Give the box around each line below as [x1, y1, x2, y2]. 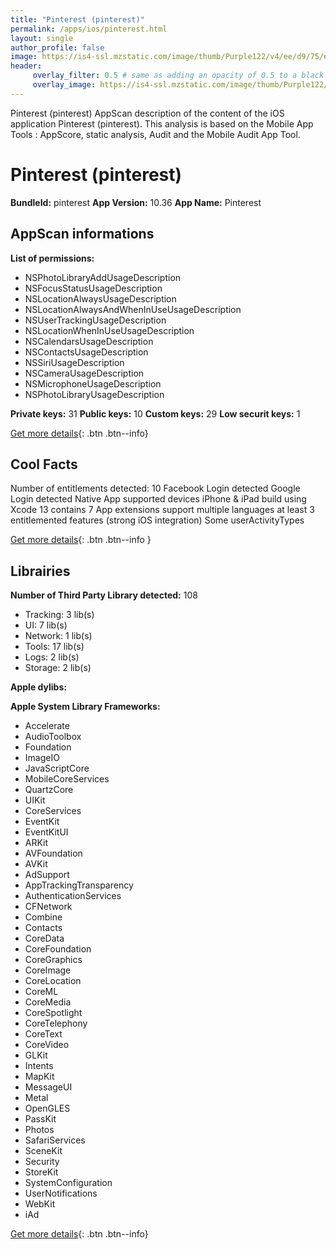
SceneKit [24, 1145, 63, 1157]
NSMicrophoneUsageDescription [24, 377, 162, 390]
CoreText [24, 1028, 63, 1040]
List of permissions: [10, 252, 95, 264]
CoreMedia [24, 996, 72, 1008]
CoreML [24, 986, 59, 998]
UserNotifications [24, 1187, 98, 1200]
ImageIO [24, 752, 60, 764]
